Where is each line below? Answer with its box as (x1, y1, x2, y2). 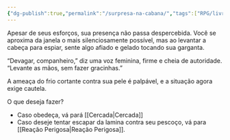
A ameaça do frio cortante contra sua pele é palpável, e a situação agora (7, 76, 213, 85)
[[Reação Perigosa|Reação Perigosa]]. (16, 125, 125, 133)
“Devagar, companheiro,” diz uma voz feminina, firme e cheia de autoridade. (7, 56, 222, 65)
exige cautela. (7, 84, 47, 92)
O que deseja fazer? (7, 97, 64, 106)
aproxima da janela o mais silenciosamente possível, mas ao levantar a (7, 36, 207, 44)
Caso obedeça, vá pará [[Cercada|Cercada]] (16, 111, 144, 119)
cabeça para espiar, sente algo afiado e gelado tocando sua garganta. (7, 43, 205, 51)
